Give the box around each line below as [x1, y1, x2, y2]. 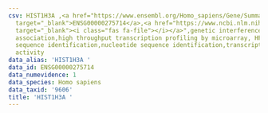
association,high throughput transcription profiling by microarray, [15, 33, 251, 42]
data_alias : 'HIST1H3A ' [8, 56, 91, 64]
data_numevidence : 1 [8, 71, 77, 79]
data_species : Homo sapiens [8, 78, 102, 86]
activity [15, 49, 45, 56]
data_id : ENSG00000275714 [8, 64, 94, 72]
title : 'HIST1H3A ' [8, 93, 73, 101]
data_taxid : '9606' [8, 85, 73, 94]
